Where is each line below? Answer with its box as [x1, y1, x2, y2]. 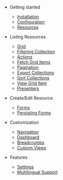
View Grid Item [17, 80, 47, 86]
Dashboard [17, 135, 40, 140]
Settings [17, 164, 34, 170]
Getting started [9, 4, 41, 10]
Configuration [17, 19, 45, 25]
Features [9, 154, 28, 160]
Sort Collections [17, 75, 50, 81]
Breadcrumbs [17, 139, 45, 145]
